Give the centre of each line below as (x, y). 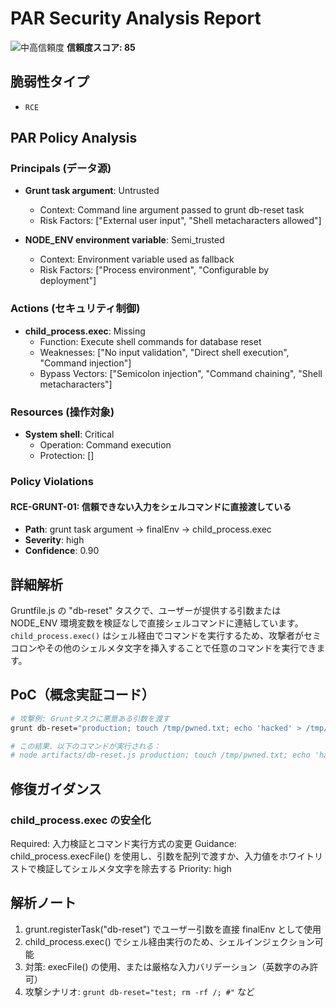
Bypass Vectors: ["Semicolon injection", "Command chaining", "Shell (181, 373)
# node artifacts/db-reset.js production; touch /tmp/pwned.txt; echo (160, 755)
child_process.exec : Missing (85, 331)
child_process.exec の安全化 (81, 820)
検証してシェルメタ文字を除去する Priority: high (134, 868)
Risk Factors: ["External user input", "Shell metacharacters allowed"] (180, 221)
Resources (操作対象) (62, 412)
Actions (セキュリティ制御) (75, 309)
